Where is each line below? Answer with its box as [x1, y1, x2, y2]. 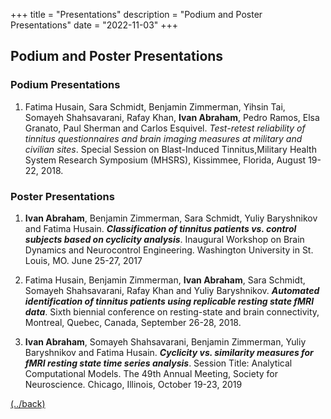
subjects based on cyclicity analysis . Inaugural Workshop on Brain [24, 233, 305, 245]
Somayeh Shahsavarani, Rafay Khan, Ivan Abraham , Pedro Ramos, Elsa [24, 111, 320, 123]
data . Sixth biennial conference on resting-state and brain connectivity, [24, 305, 320, 318]
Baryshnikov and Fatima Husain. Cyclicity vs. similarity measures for [24, 346, 314, 358]
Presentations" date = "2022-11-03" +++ [10, 19, 179, 31]
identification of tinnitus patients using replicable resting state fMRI [24, 295, 315, 307]
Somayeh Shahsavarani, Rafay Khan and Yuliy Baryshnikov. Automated [24, 284, 320, 296]
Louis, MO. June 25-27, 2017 [24, 254, 143, 266]
